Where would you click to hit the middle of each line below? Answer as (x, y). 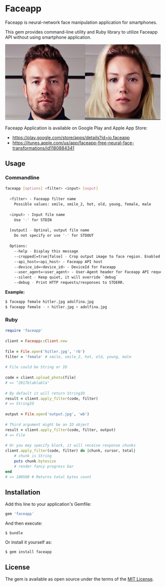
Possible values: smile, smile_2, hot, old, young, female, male (83, 204)
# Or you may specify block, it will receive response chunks (70, 446)
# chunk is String (33, 456)
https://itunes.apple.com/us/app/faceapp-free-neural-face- (73, 143)
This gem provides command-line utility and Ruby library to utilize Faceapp (82, 32)
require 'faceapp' (24, 331)
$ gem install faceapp (28, 552)
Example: (15, 292)
